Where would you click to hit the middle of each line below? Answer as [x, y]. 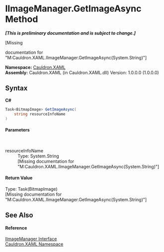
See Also [19, 215]
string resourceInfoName [40, 114]
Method [22, 19]
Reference [16, 228]
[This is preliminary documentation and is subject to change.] [70, 33]
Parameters [17, 129]
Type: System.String [39, 156]
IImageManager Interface [31, 239]
